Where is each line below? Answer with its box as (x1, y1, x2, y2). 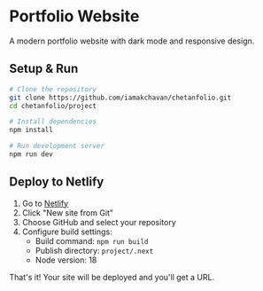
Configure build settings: (21, 226, 112, 237)
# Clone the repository (9, 84, 97, 94)
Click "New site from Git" (21, 207, 113, 218)
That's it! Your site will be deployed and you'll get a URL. (9, 271, 215, 282)
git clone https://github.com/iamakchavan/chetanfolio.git (9, 93, 232, 102)
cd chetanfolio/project (9, 101, 97, 110)
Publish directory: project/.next (35, 245, 154, 256)
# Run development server (9, 142, 104, 151)
